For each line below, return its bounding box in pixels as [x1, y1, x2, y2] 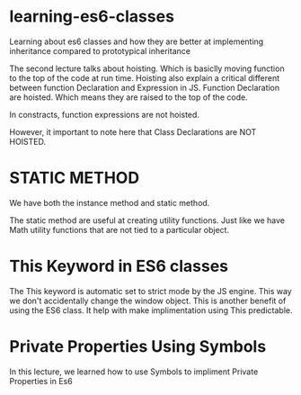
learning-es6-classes [9, 6, 175, 27]
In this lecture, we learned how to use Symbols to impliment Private [9, 366, 259, 377]
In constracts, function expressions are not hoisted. [9, 109, 200, 120]
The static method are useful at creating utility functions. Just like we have [9, 214, 286, 226]
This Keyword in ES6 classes [9, 256, 229, 276]
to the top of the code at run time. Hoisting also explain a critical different [9, 72, 280, 83]
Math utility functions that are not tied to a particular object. [9, 224, 230, 235]
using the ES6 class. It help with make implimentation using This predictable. [9, 304, 293, 316]
